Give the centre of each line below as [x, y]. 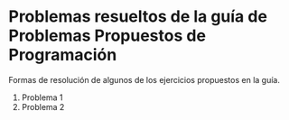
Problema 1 [42, 97]
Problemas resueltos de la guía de [138, 17]
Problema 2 [43, 106]
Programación [63, 55]
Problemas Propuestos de [107, 36]
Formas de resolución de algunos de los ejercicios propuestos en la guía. [144, 79]
